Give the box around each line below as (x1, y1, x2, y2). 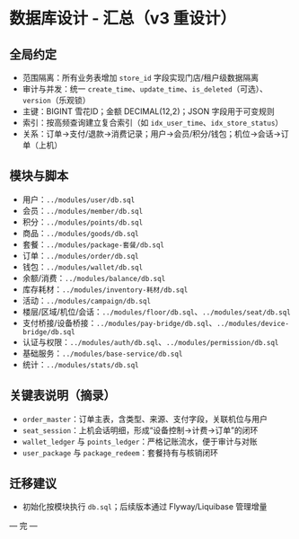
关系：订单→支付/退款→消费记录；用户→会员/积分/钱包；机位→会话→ (22, 128, 281, 139)
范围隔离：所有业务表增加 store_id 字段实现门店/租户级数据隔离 (22, 73, 259, 83)
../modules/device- (216, 319, 290, 328)
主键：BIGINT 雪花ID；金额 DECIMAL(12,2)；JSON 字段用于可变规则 (22, 106, 276, 117)
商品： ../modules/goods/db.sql (22, 227, 139, 238)
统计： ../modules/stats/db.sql (22, 358, 139, 369)
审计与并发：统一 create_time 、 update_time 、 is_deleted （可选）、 (22, 84, 268, 94)
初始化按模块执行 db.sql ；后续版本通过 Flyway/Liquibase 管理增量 (22, 501, 268, 512)
